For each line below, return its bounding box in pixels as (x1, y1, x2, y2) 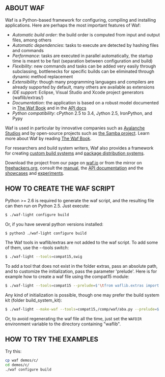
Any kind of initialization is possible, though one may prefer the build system (5, 292, 160, 298)
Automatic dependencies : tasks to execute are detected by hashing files (12, 42, 159, 48)
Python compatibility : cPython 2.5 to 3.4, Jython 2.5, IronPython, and (12, 110, 152, 116)
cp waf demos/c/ (5, 358, 38, 363)
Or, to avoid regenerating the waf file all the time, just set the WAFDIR (5, 316, 142, 321)
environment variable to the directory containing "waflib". (5, 321, 121, 327)
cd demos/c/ (5, 362, 29, 367)
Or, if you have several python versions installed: (5, 221, 104, 227)
